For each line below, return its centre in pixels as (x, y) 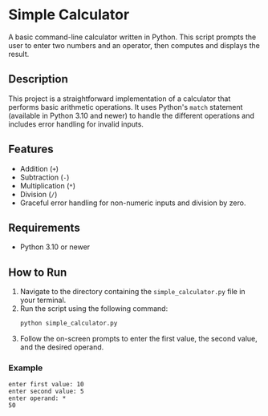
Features (31, 149)
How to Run (38, 272)
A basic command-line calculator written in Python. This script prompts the (132, 37)
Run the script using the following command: (94, 309)
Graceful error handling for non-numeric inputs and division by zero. (133, 203)
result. (19, 54)
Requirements (44, 227)
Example (26, 368)
